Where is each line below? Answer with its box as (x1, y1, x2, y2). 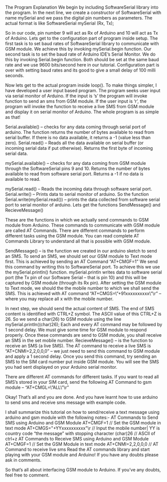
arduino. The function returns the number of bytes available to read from (5, 129, 155, 135)
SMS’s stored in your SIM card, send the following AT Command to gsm (5, 379, 152, 385)
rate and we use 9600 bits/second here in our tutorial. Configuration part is (5, 62, 160, 68)
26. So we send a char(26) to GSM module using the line (5, 316, 122, 322)
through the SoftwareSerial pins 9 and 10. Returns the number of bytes (5, 165, 151, 171)
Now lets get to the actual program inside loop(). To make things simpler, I (5, 82, 157, 88)
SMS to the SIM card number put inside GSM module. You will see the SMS (5, 359, 160, 365)
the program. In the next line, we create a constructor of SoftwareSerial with (5, 10, 162, 16)
